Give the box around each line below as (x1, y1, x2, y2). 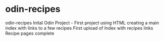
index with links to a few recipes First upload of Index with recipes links (5, 25, 153, 31)
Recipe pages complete (5, 30, 54, 36)
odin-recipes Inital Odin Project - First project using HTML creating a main (5, 20, 159, 26)
